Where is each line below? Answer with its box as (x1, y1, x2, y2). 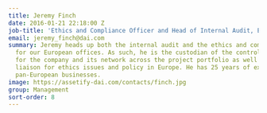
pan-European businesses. (15, 71, 102, 79)
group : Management (8, 85, 69, 94)
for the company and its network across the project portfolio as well (15, 56, 258, 64)
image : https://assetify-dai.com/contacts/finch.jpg (8, 78, 187, 86)
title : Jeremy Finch (8, 11, 77, 20)
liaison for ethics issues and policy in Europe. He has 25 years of (15, 64, 250, 72)
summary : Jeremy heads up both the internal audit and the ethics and (8, 41, 247, 49)
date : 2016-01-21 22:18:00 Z (8, 19, 105, 27)
